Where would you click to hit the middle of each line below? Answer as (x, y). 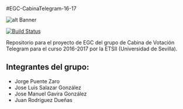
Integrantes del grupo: (48, 67)
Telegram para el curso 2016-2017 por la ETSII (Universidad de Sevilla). (92, 49)
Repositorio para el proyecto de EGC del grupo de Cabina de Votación (90, 42)
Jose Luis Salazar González (48, 87)
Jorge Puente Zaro (37, 81)
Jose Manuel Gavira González (51, 94)
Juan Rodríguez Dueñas (44, 100)
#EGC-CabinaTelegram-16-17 (42, 8)
